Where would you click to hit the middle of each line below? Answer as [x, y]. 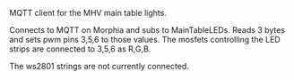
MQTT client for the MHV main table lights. [88, 13]
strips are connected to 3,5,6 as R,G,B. [80, 49]
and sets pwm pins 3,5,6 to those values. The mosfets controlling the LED [145, 40]
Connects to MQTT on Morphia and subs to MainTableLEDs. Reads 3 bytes [147, 30]
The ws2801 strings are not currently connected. [99, 66]
